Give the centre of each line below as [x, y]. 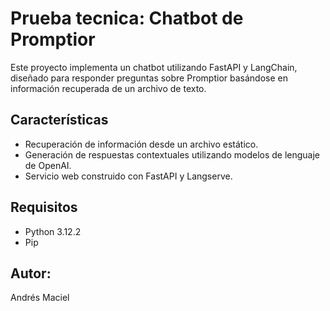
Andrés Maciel [40, 298]
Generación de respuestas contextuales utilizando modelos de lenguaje [172, 154]
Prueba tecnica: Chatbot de [127, 18]
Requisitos [44, 207]
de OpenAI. [48, 165]
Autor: [31, 273]
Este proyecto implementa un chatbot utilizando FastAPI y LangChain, [154, 67]
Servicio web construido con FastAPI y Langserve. [128, 176]
